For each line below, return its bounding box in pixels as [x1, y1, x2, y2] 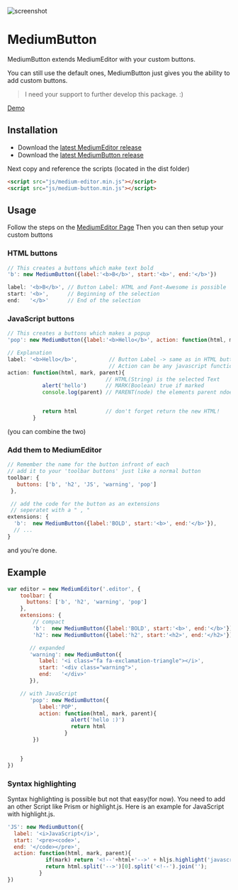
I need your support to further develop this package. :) [24, 89, 184, 99]
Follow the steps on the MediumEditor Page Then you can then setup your [7, 223, 224, 232]
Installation [7, 124, 58, 136]
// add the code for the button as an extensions [10, 500, 160, 507]
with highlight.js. [7, 809, 55, 818]
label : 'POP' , [38, 703, 78, 711]
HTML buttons [7, 248, 58, 258]
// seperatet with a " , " [10, 507, 91, 514]
